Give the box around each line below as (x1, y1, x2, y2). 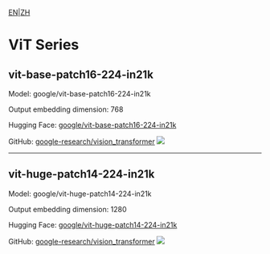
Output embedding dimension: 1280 (8, 204, 127, 214)
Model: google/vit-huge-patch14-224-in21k (8, 189, 152, 199)
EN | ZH (8, 8, 31, 17)
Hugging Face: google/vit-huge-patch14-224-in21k (8, 219, 178, 229)
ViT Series (8, 36, 80, 54)
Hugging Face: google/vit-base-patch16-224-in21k (8, 121, 177, 129)
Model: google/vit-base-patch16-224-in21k (8, 89, 151, 98)
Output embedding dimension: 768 (8, 104, 124, 114)
